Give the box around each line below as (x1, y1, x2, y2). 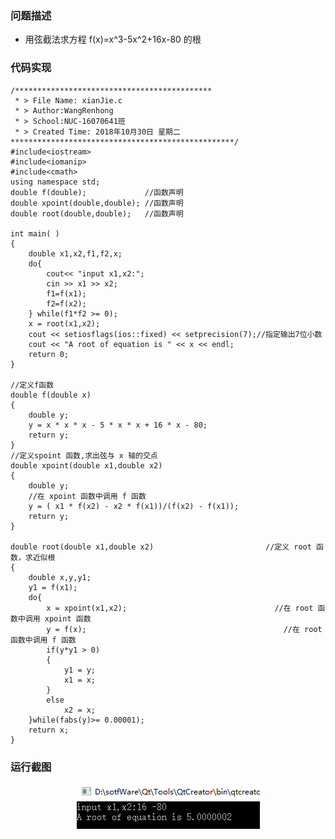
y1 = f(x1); (28, 582, 78, 592)
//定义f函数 (10, 380, 55, 390)
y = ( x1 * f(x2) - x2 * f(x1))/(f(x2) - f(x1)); (28, 501, 240, 511)
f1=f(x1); (46, 288, 87, 299)
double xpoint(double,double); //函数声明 (10, 198, 184, 208)
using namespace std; (10, 177, 101, 187)
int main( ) (10, 228, 60, 239)
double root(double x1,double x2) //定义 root (10, 542, 312, 552)
